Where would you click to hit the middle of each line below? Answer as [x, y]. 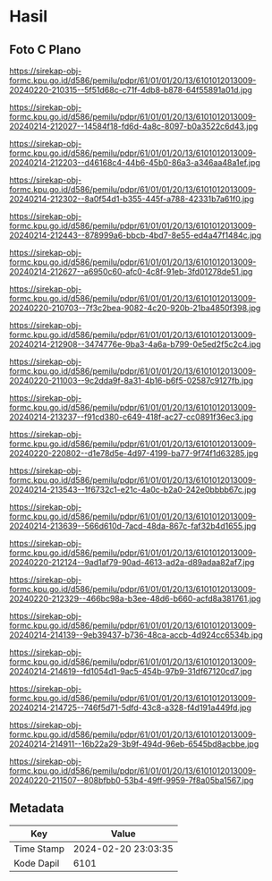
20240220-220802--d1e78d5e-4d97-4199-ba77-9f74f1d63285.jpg [134, 453]
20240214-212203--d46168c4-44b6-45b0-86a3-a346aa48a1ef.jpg [135, 162]
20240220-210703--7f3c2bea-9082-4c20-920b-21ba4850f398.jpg [135, 308]
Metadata [37, 808]
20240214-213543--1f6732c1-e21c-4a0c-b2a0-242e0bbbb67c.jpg [133, 490]
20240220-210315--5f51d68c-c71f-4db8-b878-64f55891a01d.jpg [131, 90]
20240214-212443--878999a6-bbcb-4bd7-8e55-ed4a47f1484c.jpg [136, 235]
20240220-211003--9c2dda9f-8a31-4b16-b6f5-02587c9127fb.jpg [131, 381]
